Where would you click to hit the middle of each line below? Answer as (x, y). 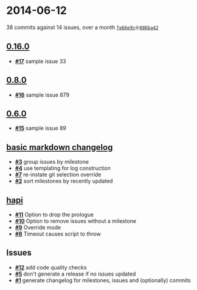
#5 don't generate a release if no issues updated (75, 274)
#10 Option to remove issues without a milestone (76, 221)
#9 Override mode (38, 227)
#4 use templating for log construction (63, 168)
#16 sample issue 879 (42, 95)
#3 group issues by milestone (52, 162)
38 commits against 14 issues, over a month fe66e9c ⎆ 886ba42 (82, 27)
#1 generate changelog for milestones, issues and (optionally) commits (103, 280)
